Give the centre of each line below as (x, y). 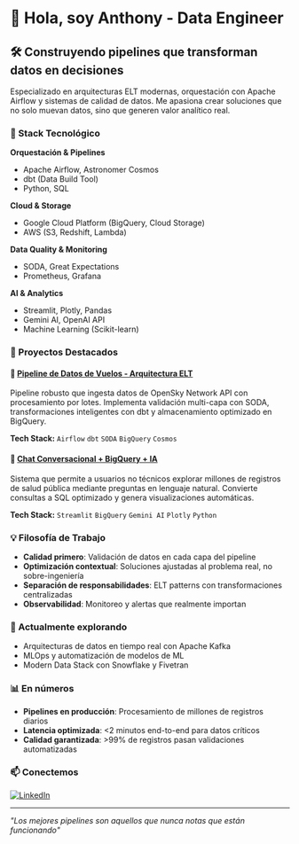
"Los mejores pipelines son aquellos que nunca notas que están (127, 820)
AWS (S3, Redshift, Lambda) (75, 232)
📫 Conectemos (44, 772)
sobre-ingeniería (53, 575)
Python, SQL (46, 189)
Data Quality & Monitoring (59, 250)
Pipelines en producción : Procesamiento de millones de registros (143, 711)
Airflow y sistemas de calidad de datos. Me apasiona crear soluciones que (146, 101)
